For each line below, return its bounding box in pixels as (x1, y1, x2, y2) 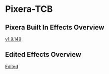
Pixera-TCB (5, 3, 53, 15)
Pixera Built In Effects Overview (5, 23, 105, 32)
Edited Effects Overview (5, 50, 82, 59)
